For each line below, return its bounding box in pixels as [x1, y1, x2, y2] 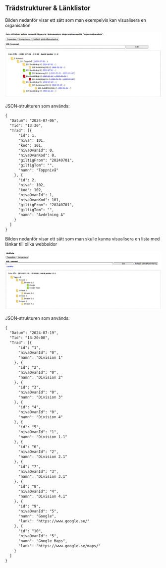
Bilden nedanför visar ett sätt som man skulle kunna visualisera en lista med [5, 236, 160, 242]
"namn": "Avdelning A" [18, 213, 65, 218]
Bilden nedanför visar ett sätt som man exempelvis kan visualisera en [5, 17, 146, 23]
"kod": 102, [18, 188, 43, 193]
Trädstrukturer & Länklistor [5, 4, 91, 12]
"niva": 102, [18, 183, 46, 188]
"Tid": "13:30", [9, 123, 43, 128]
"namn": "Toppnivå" [18, 168, 58, 173]
